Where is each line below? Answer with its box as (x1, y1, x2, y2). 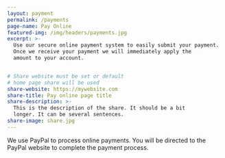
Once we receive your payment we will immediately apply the (13, 49, 192, 55)
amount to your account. (13, 55, 84, 62)
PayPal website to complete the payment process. (7, 143, 149, 151)
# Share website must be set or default (7, 73, 125, 79)
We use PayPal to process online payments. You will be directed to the (7, 136, 206, 144)
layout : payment (7, 10, 54, 17)
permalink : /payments (7, 16, 69, 23)
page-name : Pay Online (7, 23, 72, 29)
